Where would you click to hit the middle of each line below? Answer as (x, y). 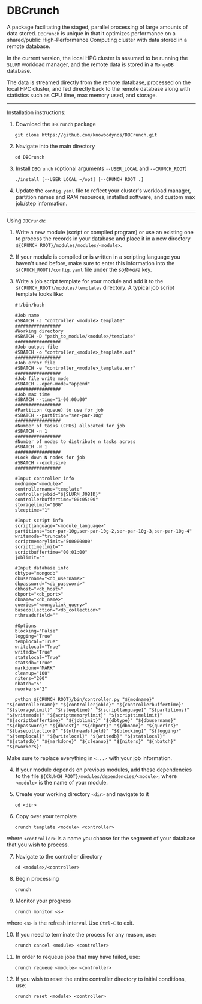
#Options (25, 626)
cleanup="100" (32, 673)
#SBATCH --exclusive (40, 463)
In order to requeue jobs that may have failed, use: (78, 957)
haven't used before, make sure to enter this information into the (95, 263)
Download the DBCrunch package (56, 124)
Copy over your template (46, 816)
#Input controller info (44, 479)
